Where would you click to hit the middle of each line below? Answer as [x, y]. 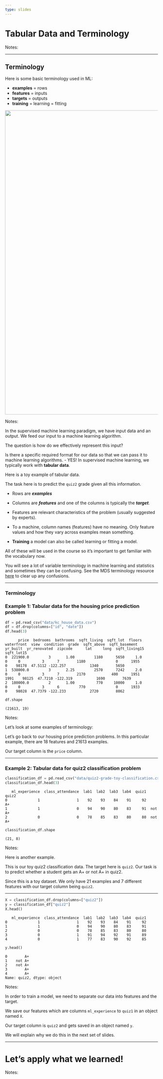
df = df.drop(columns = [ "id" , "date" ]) [44, 627]
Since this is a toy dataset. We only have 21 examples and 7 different [73, 881]
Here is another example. [30, 858]
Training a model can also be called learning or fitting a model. [75, 542]
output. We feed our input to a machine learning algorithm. [64, 436]
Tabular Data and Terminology [67, 33]
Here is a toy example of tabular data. [42, 475]
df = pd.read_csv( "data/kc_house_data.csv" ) [51, 622]
